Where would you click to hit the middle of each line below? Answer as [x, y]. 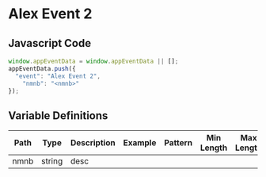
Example [140, 143]
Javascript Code [50, 43]
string [52, 161]
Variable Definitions [58, 115]
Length [214, 148]
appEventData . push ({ [42, 68]
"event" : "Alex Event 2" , [58, 76]
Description [93, 143]
